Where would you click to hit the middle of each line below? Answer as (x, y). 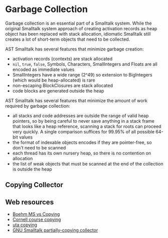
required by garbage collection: (38, 106)
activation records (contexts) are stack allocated (62, 58)
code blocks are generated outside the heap (58, 91)
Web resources (30, 202)
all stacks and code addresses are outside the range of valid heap (80, 115)
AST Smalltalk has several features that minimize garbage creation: (74, 49)
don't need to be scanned (39, 147)
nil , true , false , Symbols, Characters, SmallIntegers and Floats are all (85, 64)
